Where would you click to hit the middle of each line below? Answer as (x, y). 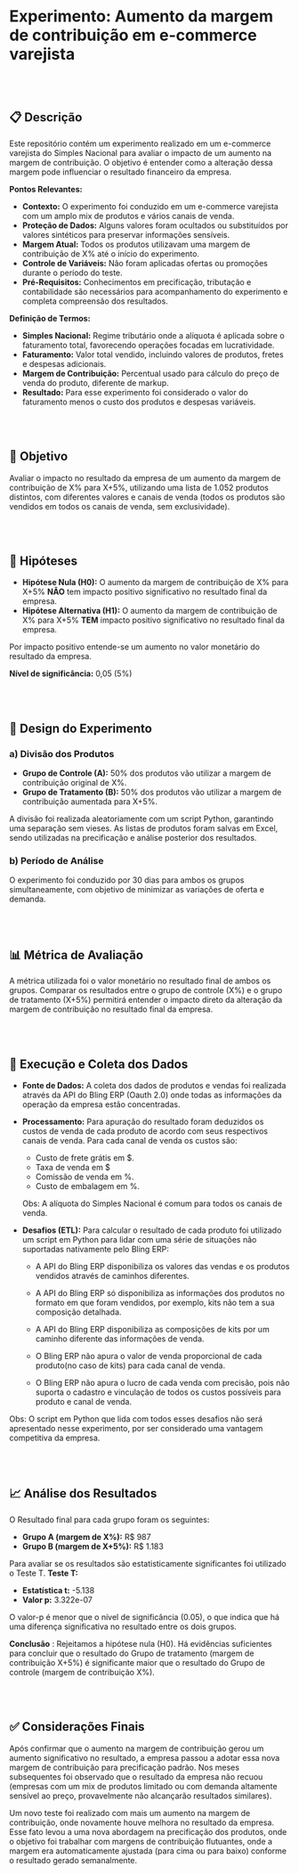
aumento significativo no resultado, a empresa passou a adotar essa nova (145, 1757)
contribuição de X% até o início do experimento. (111, 253)
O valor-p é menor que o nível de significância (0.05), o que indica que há (145, 1617)
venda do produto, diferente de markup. (95, 383)
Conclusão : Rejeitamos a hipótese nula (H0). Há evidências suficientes (141, 1643)
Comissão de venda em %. (85, 1177)
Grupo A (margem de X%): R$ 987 (86, 1536)
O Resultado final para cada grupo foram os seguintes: (109, 1520)
